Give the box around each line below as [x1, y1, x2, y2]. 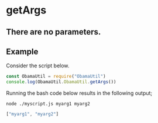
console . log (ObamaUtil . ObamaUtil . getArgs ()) [6, 79, 116, 85]
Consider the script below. [6, 62, 70, 69]
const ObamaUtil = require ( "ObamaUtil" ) [6, 74, 107, 80]
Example [6, 46, 39, 56]
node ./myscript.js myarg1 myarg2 [6, 101, 91, 107]
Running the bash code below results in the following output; [6, 90, 153, 97]
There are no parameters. [6, 27, 101, 37]
